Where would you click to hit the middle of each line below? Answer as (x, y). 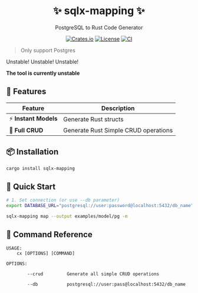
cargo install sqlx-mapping (41, 168)
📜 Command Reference (49, 234)
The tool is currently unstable (43, 73)
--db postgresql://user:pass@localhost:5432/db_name (106, 284)
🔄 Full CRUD (26, 130)
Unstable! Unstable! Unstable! (42, 61)
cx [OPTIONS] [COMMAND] (46, 253)
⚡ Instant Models (33, 118)
